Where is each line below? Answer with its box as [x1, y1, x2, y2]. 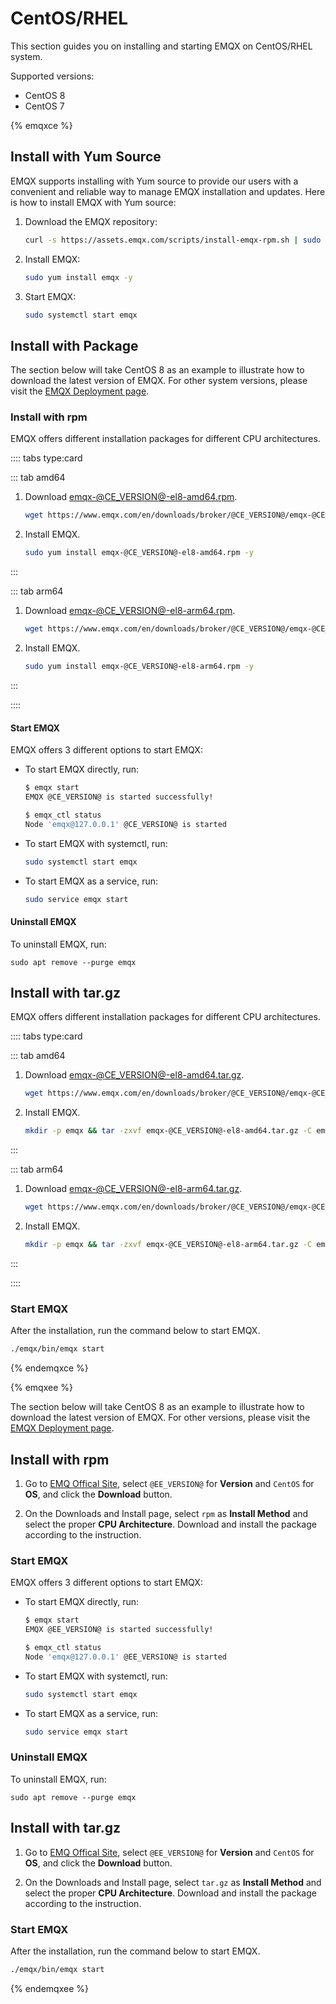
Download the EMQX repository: [24, 215, 158, 227]
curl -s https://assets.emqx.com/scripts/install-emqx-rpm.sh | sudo [24, 235, 322, 245]
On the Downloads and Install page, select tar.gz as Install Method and [24, 1876, 322, 1888]
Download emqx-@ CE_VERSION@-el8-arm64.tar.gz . [24, 1183, 243, 1195]
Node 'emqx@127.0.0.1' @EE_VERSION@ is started [24, 1652, 227, 1662]
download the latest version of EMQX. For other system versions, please [10, 375, 308, 387]
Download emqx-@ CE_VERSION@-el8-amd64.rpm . [24, 491, 238, 503]
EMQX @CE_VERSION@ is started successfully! [24, 792, 214, 802]
